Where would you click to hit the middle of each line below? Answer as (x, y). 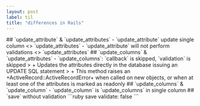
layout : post (22, 12)
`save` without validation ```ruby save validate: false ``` (73, 96)
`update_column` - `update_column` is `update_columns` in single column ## (100, 91)
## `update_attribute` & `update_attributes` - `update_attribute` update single (100, 40)
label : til (20, 17)
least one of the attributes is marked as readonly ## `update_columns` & (95, 84)
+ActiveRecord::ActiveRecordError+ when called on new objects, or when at (100, 77)
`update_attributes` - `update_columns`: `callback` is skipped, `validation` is (99, 59)
